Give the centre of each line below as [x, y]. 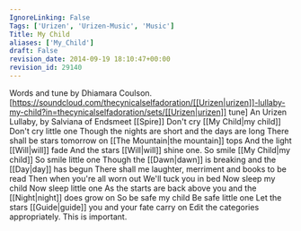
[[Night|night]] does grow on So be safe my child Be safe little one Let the [146, 197]
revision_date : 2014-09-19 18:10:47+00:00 [90, 59]
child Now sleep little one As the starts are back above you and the [133, 188]
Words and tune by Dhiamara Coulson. [81, 93]
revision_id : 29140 [46, 68]
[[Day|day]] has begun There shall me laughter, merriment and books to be [148, 169]
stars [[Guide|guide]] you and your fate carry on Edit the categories [134, 207]
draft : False [34, 51]
